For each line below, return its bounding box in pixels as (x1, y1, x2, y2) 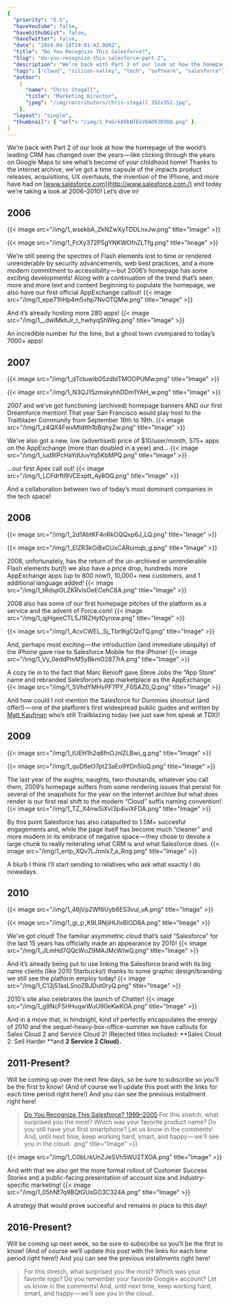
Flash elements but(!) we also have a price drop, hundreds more (7, 564, 188, 572)
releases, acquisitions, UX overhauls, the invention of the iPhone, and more (7, 173, 219, 181)
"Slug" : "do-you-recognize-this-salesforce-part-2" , (13, 55, 167, 62)
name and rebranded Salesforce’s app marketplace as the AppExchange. (7, 675, 213, 684)
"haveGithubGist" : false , (13, 29, 88, 36)
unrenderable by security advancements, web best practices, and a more (7, 259, 214, 267)
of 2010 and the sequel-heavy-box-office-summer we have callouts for (7, 1023, 207, 1031)
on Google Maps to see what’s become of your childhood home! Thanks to (7, 158, 218, 167)
